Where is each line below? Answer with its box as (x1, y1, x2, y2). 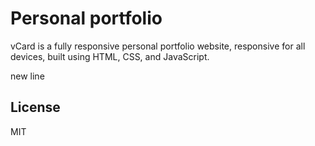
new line (10, 70, 45, 82)
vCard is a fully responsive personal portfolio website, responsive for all (10, 40, 306, 52)
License (10, 99, 61, 116)
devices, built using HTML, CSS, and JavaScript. (10, 50, 210, 62)
